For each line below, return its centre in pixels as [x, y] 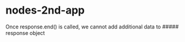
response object [25, 33]
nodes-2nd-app [45, 10]
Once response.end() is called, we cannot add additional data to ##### [92, 27]
